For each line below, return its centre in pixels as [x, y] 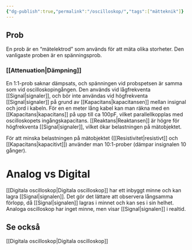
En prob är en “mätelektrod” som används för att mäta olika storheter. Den [95, 49]
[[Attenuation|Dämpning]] [44, 71]
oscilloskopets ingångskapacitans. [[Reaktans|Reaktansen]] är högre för [93, 120]
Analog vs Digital [48, 174]
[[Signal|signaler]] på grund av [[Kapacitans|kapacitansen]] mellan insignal [96, 102]
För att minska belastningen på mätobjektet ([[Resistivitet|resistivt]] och [92, 138]
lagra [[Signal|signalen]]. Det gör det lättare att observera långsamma [90, 196]
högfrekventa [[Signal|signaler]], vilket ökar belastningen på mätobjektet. [94, 127]
